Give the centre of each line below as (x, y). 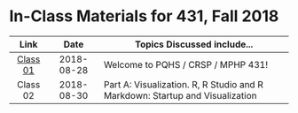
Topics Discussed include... (194, 44)
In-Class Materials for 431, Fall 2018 (144, 16)
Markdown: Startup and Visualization (180, 95)
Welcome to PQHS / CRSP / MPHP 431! (186, 64)
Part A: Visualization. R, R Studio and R (184, 84)
